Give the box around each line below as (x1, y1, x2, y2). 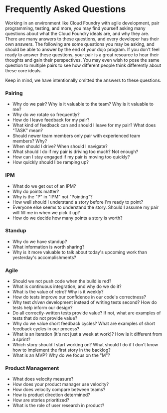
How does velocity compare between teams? (12, 387, 106, 393)
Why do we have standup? (12, 238, 67, 245)
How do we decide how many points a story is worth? (12, 215, 123, 221)
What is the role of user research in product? (12, 403, 105, 409)
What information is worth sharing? (12, 244, 85, 250)
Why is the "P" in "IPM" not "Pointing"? (12, 193, 93, 200)
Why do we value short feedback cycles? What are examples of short (12, 320, 156, 327)
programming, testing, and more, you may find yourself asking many (5, 25, 146, 31)
